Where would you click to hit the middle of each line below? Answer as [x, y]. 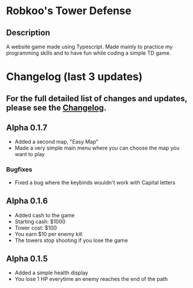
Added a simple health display [51, 273]
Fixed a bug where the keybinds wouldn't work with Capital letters [95, 182]
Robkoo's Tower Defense [69, 11]
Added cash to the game [45, 215]
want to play [30, 154]
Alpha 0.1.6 [27, 201]
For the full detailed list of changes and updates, [97, 98]
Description [28, 33]
